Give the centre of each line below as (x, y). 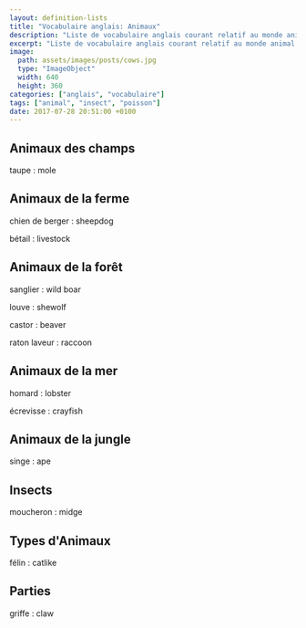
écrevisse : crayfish (46, 411)
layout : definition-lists (58, 18)
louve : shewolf (38, 307)
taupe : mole (33, 171)
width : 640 (38, 78)
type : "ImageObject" (56, 69)
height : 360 (41, 86)
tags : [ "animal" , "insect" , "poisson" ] (85, 103)
